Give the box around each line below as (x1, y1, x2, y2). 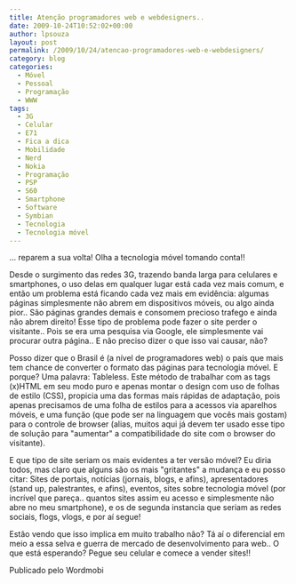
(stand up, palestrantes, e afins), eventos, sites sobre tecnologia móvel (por (9, 484, 286, 494)
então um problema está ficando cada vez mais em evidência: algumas (9, 288, 269, 299)
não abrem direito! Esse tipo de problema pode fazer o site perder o (9, 316, 258, 327)
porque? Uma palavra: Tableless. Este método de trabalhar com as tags (9, 372, 271, 382)
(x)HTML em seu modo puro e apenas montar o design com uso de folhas (9, 381, 280, 392)
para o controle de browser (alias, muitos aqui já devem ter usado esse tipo (9, 419, 285, 429)
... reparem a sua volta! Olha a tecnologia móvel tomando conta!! (9, 252, 246, 263)
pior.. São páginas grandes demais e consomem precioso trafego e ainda (9, 308, 277, 318)
